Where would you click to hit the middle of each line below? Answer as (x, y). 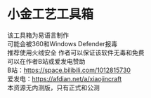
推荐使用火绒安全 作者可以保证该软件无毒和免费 (76, 52)
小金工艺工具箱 (51, 14)
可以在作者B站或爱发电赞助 (46, 61)
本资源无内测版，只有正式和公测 (53, 87)
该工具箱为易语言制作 (38, 35)
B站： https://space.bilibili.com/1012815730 (69, 70)
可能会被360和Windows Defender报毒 (63, 43)
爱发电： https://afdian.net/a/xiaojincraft (65, 78)
